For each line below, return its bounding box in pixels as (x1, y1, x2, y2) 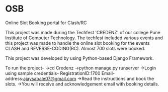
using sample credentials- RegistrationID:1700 (5, 70, 101, 76)
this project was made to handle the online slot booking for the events (5, 40, 150, 46)
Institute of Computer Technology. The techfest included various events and (5, 35, 163, 41)
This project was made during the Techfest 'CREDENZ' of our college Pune (5, 29, 161, 35)
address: (5, 75, 24, 81)
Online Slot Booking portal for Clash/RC (5, 20, 87, 26)
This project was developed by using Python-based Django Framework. (5, 55, 154, 61)
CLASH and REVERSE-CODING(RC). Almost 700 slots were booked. (5, 45, 146, 51)
